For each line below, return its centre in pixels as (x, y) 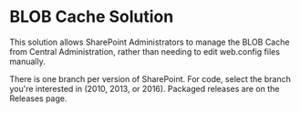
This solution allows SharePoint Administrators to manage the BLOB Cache (150, 42)
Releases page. (38, 98)
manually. (27, 61)
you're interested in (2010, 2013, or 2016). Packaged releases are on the (145, 88)
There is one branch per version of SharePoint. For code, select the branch (150, 78)
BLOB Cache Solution (92, 17)
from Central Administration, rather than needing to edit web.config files (145, 51)
